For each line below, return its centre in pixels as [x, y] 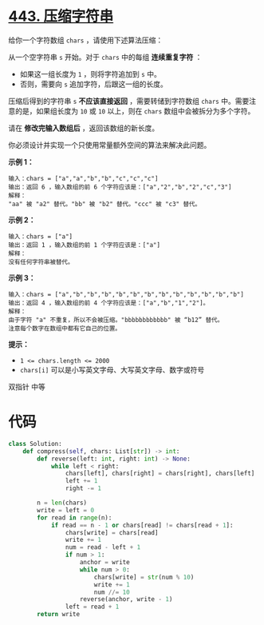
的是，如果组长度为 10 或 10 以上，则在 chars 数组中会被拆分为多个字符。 [135, 111]
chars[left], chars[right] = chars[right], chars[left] [160, 474]
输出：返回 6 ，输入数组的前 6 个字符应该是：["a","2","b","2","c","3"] [120, 187]
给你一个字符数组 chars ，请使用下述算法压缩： [86, 40]
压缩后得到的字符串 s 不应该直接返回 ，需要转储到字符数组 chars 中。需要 [129, 101]
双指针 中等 [27, 386]
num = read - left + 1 [103, 547]
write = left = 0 [65, 510]
